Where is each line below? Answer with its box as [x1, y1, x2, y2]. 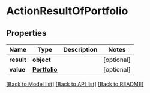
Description [63, 46, 98, 54]
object [32, 55, 51, 64]
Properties [6, 28, 47, 38]
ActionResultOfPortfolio [6, 4, 128, 18]
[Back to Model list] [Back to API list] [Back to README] [6, 80, 144, 88]
